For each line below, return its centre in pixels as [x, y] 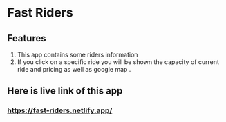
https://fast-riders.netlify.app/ [60, 110]
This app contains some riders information [77, 54]
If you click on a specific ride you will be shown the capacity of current [118, 62]
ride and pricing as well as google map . [74, 69]
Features [27, 38]
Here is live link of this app [65, 91]
